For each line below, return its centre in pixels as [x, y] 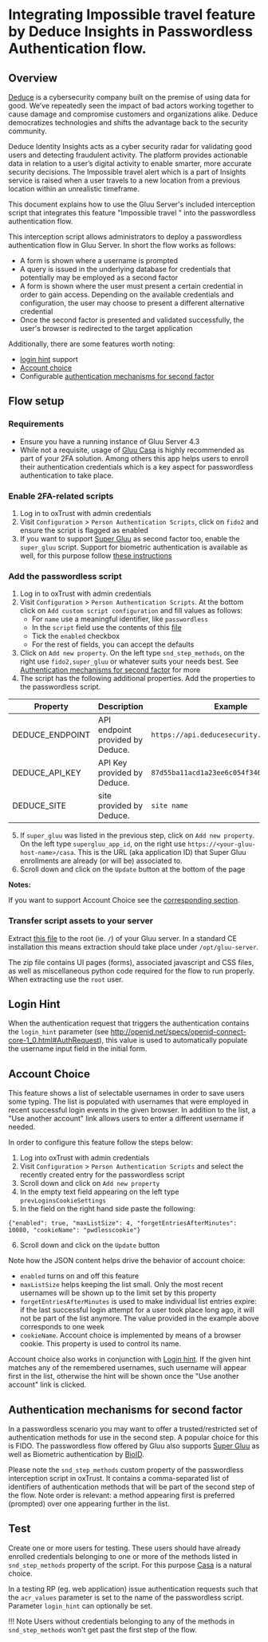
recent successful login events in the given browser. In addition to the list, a [132, 1110]
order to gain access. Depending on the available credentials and [126, 294]
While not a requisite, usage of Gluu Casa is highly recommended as [132, 450]
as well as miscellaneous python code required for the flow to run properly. [132, 971]
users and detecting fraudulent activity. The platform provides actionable [128, 155]
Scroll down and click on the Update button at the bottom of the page [132, 869]
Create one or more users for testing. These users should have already [124, 1548]
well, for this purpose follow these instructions [96, 555]
